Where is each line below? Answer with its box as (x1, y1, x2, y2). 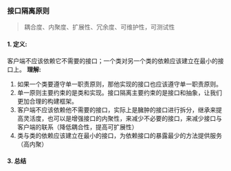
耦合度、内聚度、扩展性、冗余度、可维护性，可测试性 (23, 23, 175, 32)
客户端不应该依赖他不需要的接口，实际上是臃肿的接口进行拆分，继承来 (16, 105, 217, 114)
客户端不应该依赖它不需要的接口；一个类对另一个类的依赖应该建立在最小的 (7, 56, 218, 65)
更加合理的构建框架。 (16, 97, 78, 105)
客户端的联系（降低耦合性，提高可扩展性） (16, 122, 138, 131)
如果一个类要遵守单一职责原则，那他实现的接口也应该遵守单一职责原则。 (16, 80, 222, 88)
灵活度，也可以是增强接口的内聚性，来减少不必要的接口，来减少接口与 (23, 114, 222, 122)
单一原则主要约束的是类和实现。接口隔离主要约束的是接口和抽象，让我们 (16, 88, 222, 97)
